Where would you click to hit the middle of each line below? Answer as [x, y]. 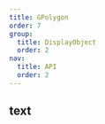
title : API [37, 67]
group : [21, 34]
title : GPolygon [39, 17]
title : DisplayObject [57, 42]
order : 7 [25, 26]
